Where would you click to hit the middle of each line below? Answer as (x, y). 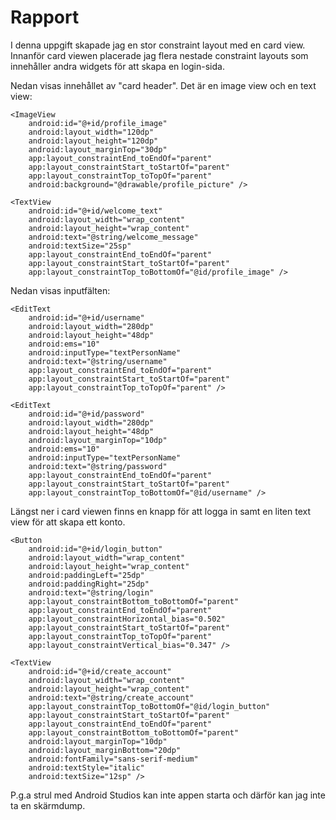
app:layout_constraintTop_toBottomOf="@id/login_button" (149, 706)
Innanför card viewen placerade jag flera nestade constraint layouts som (159, 55)
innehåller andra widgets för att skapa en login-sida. (117, 66)
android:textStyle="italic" (86, 767)
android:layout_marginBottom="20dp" (105, 750)
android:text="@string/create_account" (111, 697)
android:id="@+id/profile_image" (98, 123)
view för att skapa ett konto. (68, 522)
